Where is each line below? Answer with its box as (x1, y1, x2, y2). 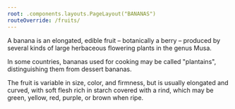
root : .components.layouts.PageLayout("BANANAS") (7, 10, 157, 18)
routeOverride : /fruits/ (7, 17, 80, 24)
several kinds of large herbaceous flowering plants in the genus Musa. (7, 44, 212, 52)
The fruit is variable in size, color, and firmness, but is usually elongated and (7, 78, 229, 86)
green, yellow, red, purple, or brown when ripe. (7, 93, 144, 102)
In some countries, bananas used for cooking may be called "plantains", (7, 57, 217, 65)
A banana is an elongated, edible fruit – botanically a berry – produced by (7, 36, 221, 44)
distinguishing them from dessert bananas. (7, 65, 132, 73)
